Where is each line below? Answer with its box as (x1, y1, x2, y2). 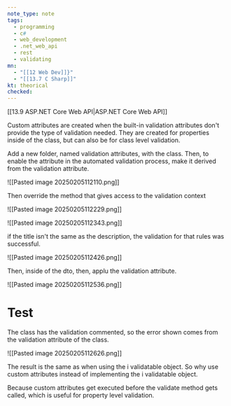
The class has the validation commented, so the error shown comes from (7, 328, 218, 337)
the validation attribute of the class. (7, 335, 110, 344)
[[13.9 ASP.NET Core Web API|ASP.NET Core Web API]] (7, 108, 168, 116)
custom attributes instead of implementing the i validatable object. (7, 370, 198, 379)
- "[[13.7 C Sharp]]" (13, 75, 77, 83)
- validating (13, 56, 52, 63)
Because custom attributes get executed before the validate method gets (7, 384, 218, 392)
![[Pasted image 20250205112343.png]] (7, 218, 122, 227)
